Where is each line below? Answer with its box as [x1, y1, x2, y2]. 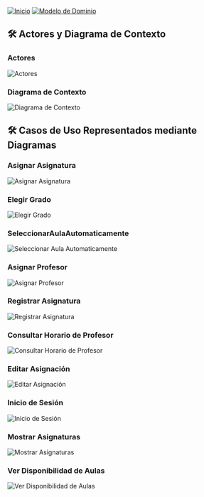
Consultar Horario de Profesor [7, 330, 114, 340]
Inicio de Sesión [7, 398, 64, 408]
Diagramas [7, 139, 57, 151]
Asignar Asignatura [7, 161, 76, 171]
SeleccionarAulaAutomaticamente [7, 228, 129, 238]
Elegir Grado [7, 194, 51, 204]
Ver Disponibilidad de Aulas [7, 466, 105, 476]
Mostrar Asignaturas [7, 432, 80, 442]
